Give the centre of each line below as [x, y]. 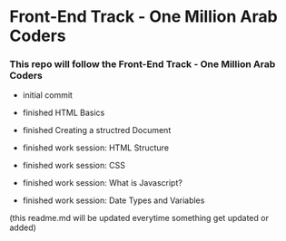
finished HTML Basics [64, 113]
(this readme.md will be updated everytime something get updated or [139, 218]
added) [23, 227]
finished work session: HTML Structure [96, 148]
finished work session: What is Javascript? [103, 183]
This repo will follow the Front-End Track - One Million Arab [143, 64]
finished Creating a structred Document [97, 130]
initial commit [47, 95]
